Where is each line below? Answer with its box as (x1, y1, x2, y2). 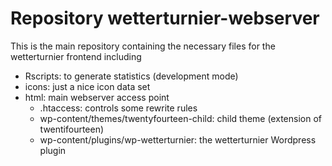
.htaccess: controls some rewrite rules (39, 102, 198, 114)
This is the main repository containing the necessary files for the (10, 40, 276, 52)
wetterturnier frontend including (10, 50, 142, 62)
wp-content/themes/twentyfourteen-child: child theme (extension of (39, 112, 322, 124)
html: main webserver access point (24, 91, 170, 103)
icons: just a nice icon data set (24, 80, 151, 92)
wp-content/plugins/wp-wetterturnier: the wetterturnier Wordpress (39, 133, 317, 146)
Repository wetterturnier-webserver (10, 7, 320, 30)
